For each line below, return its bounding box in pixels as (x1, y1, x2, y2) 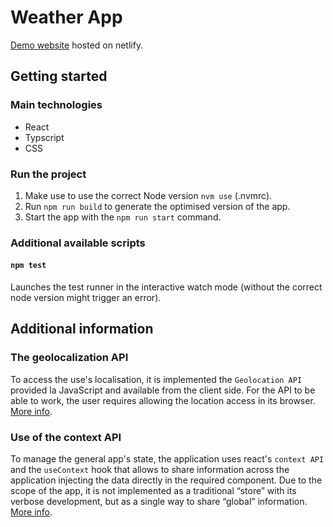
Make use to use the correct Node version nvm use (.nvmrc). (24, 189, 273, 201)
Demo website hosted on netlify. (10, 39, 144, 51)
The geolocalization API (10, 351, 129, 365)
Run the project (10, 167, 87, 181)
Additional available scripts (10, 236, 146, 250)
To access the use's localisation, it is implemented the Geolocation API (10, 373, 303, 385)
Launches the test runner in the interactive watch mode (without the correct (10, 281, 323, 293)
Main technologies (10, 98, 103, 112)
